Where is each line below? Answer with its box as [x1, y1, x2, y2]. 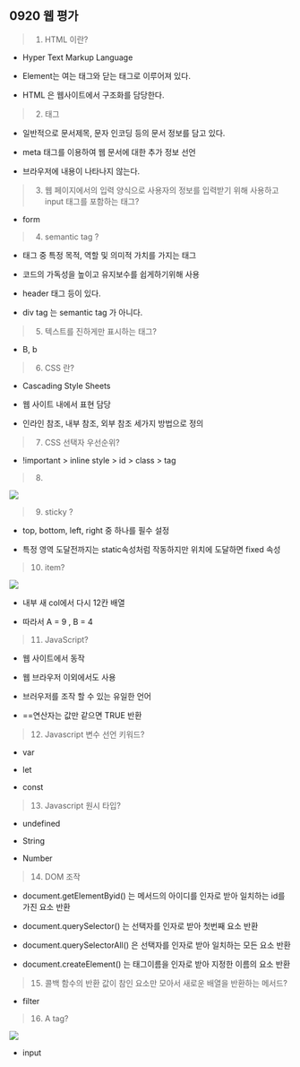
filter [21, 995, 40, 1006]
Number [21, 853, 53, 863]
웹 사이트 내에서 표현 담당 [21, 398, 112, 410]
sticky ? [44, 506, 73, 517]
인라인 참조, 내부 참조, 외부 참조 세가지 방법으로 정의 [21, 418, 204, 429]
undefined [21, 818, 61, 828]
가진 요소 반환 [21, 901, 71, 912]
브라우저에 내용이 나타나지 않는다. [21, 165, 141, 177]
